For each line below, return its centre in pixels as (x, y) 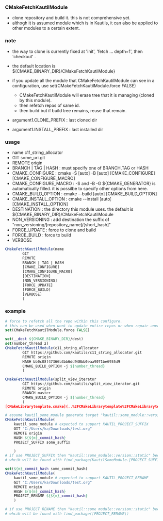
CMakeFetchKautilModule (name (34, 249)
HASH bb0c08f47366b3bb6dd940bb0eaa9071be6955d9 (71, 361)
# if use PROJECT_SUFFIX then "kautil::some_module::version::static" (78, 455)
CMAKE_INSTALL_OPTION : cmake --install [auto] (62, 199)
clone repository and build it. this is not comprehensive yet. (71, 18)
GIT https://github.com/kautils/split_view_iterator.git (81, 384)
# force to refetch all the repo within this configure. (64, 321)
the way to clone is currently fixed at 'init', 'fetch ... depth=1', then (77, 51)
